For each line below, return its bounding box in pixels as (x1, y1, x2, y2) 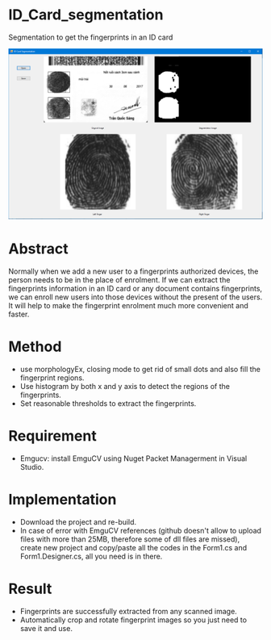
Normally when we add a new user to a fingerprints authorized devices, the (8, 266, 259, 276)
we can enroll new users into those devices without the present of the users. (8, 292, 263, 302)
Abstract (8, 240, 69, 258)
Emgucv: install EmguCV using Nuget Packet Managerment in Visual (19, 454, 248, 463)
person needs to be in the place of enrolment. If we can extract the (8, 275, 231, 284)
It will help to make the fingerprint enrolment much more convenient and (8, 301, 248, 310)
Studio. (19, 462, 44, 471)
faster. (8, 309, 30, 319)
